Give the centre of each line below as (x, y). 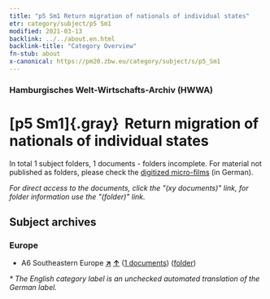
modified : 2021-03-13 (46, 31)
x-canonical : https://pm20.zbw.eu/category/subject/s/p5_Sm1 (115, 62)
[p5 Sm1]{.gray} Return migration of (134, 123)
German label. (33, 288)
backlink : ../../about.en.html (62, 39)
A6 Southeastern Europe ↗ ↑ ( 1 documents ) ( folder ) (109, 263)
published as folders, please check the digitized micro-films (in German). (131, 172)
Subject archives (53, 222)
